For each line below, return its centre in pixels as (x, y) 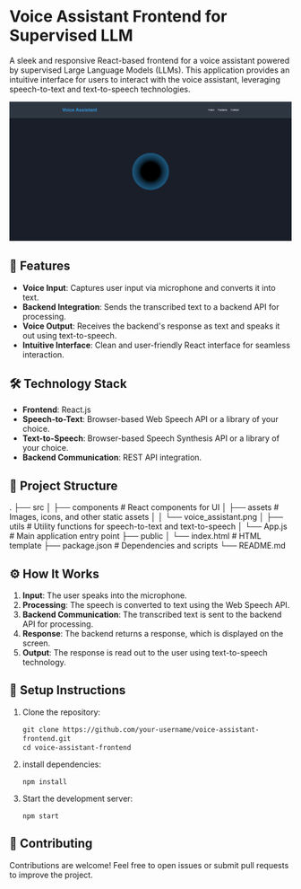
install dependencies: (61, 764)
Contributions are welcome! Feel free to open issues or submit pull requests (149, 865)
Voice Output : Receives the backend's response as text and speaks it (151, 326)
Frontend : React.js (56, 409)
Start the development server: (77, 798)
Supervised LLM (71, 35)
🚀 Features (40, 266)
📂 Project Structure (64, 485)
